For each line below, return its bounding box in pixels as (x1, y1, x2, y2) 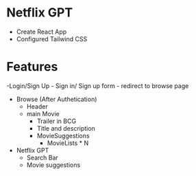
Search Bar (26, 153, 59, 162)
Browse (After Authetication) (16, 95, 97, 103)
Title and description (36, 124, 95, 132)
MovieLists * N (47, 139, 89, 147)
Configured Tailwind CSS (16, 34, 88, 43)
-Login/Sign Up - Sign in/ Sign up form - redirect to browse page (6, 81, 189, 90)
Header (26, 102, 49, 111)
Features (6, 59, 58, 75)
